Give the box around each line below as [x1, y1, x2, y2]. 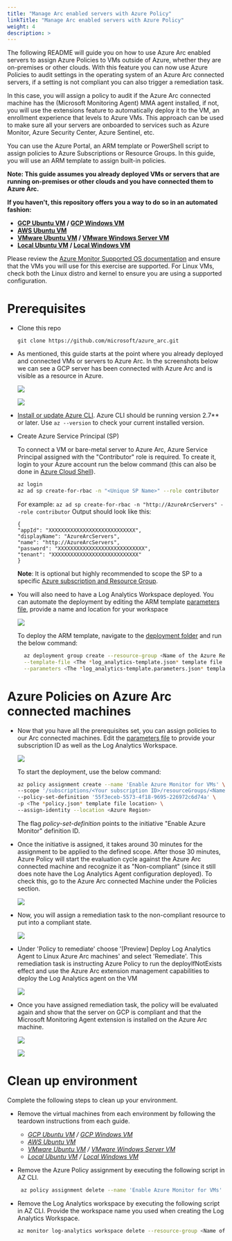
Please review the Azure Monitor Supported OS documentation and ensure [7, 255, 220, 263]
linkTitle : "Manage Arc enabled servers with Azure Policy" [7, 17, 185, 24]
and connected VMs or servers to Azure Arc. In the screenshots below [17, 357, 219, 365]
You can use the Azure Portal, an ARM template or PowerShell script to [7, 142, 209, 150]
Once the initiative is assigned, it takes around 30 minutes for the [17, 840, 203, 848]
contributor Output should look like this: [35, 507, 152, 516]
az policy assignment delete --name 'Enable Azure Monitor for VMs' [20, 1186, 223, 1194]
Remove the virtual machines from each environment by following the [17, 1109, 216, 1117]
